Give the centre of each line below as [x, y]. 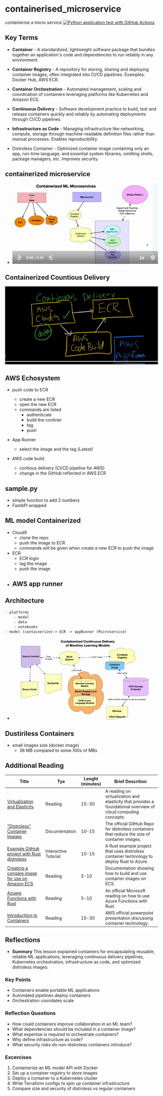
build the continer [44, 420]
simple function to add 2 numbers [46, 501]
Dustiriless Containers [40, 734]
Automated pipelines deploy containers [51, 995]
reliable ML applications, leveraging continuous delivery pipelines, [78, 957]
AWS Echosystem [33, 378]
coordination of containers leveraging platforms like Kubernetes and [80, 94]
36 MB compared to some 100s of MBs [58, 750]
